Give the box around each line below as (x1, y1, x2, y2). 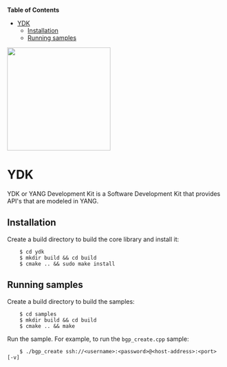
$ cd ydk (19, 248, 45, 255)
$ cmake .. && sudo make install (19, 260, 116, 267)
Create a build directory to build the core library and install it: (7, 235, 180, 243)
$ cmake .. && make (19, 322, 76, 329)
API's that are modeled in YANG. (7, 197, 99, 205)
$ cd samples (19, 311, 57, 318)
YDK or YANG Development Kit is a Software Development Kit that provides (7, 189, 221, 198)
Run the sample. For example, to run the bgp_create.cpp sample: (7, 335, 189, 343)
